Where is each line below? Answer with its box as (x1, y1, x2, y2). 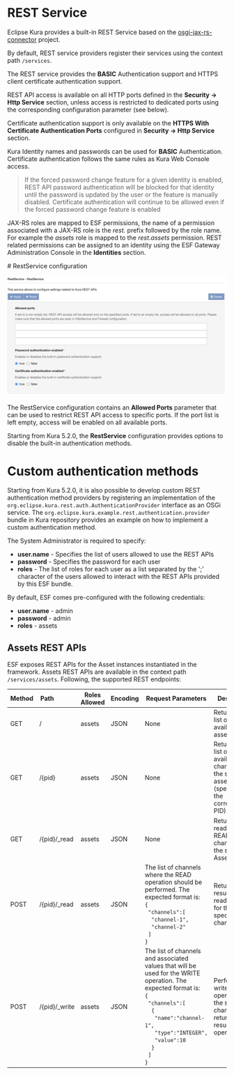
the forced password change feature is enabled (24, 205, 161, 213)
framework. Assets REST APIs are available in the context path (7, 667, 187, 676)
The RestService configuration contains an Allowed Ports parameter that (7, 403, 217, 412)
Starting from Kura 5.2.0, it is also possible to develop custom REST (7, 486, 201, 495)
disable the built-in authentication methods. (7, 439, 132, 447)
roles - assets (17, 621, 58, 630)
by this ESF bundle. (17, 580, 73, 588)
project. (38, 35, 61, 43)
